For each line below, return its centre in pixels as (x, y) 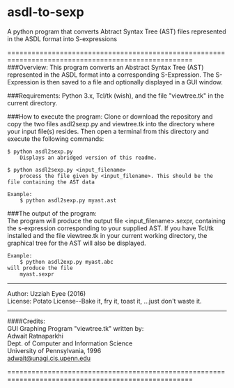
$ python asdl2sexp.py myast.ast (68, 200)
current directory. (32, 103)
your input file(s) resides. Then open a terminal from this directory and (108, 131)
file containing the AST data (51, 182)
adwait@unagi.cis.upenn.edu (49, 358)
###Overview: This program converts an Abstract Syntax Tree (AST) (106, 67)
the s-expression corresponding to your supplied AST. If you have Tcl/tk (111, 228)
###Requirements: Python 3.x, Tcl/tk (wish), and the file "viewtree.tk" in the (116, 96)
